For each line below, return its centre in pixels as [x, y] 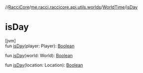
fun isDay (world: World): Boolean [39, 55]
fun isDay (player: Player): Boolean [40, 46]
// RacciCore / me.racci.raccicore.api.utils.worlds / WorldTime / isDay [71, 7]
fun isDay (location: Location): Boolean [44, 65]
